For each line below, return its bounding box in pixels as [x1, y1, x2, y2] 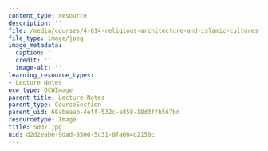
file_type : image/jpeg [8, 34, 84, 42]
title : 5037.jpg [8, 123, 62, 131]
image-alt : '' [15, 64, 62, 72]
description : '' [8, 19, 62, 27]
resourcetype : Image [8, 116, 77, 124]
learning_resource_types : [8, 71, 94, 79]
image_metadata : [8, 42, 62, 50]
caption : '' [15, 49, 56, 57]
